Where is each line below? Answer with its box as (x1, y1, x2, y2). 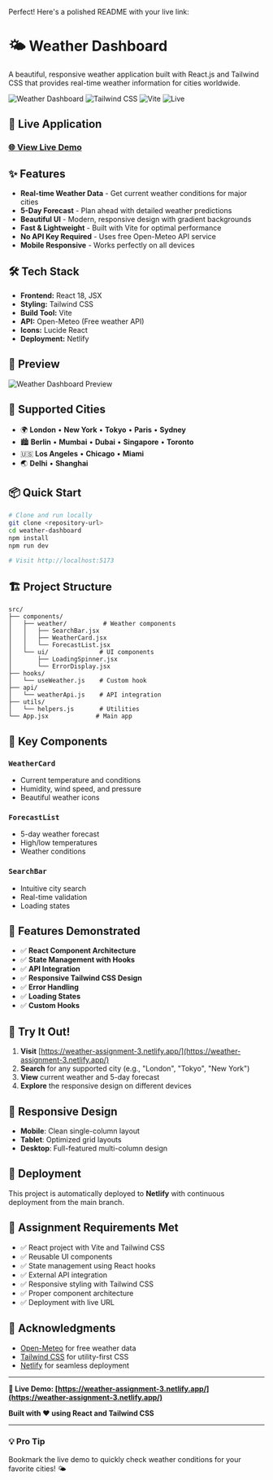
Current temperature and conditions (19, 775, 141, 785)
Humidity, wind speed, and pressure (19, 784, 142, 794)
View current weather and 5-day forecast (19, 1072, 160, 1082)
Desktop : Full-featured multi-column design (19, 1143, 168, 1154)
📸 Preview (8, 357, 60, 371)
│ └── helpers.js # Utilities (8, 705, 140, 714)
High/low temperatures (19, 838, 97, 848)
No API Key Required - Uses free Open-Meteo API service (19, 232, 217, 242)
